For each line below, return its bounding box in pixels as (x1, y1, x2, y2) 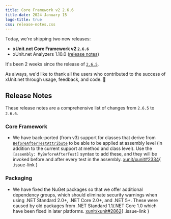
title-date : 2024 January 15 (5, 12, 67, 17)
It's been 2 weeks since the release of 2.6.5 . (5, 61, 99, 67)
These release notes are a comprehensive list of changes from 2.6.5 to (5, 105, 155, 111)
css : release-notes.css (5, 21, 56, 27)
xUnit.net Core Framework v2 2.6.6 (12, 46, 89, 52)
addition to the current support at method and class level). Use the (12, 145, 153, 151)
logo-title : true (5, 17, 42, 22)
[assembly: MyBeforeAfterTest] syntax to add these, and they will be (12, 151, 157, 157)
